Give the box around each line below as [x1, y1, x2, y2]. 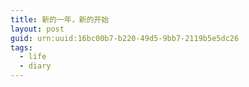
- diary [19, 61, 52, 71]
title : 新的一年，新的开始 [10, 14, 110, 25]
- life [19, 52, 47, 62]
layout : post [10, 24, 65, 34]
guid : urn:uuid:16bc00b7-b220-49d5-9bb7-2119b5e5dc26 [10, 33, 240, 43]
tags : [10, 42, 33, 53]
